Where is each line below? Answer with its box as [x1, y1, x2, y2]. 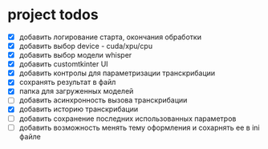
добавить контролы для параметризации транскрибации [18, 68, 216, 78]
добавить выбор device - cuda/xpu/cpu [18, 42, 153, 50]
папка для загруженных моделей [18, 87, 134, 96]
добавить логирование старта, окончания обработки [18, 32, 202, 42]
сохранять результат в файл [18, 78, 116, 87]
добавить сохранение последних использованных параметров [18, 114, 237, 123]
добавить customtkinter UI [18, 59, 109, 69]
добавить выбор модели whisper [18, 50, 132, 60]
